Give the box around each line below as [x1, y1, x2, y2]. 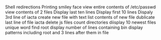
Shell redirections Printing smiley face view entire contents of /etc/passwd [5, 4, 156, 10]
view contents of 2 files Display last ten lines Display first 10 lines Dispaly [5, 9, 153, 15]
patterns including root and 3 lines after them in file [5, 30, 109, 35]
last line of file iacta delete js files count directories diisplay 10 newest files [5, 19, 156, 25]
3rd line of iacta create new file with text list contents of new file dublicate [5, 14, 155, 20]
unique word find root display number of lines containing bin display [5, 25, 143, 30]
